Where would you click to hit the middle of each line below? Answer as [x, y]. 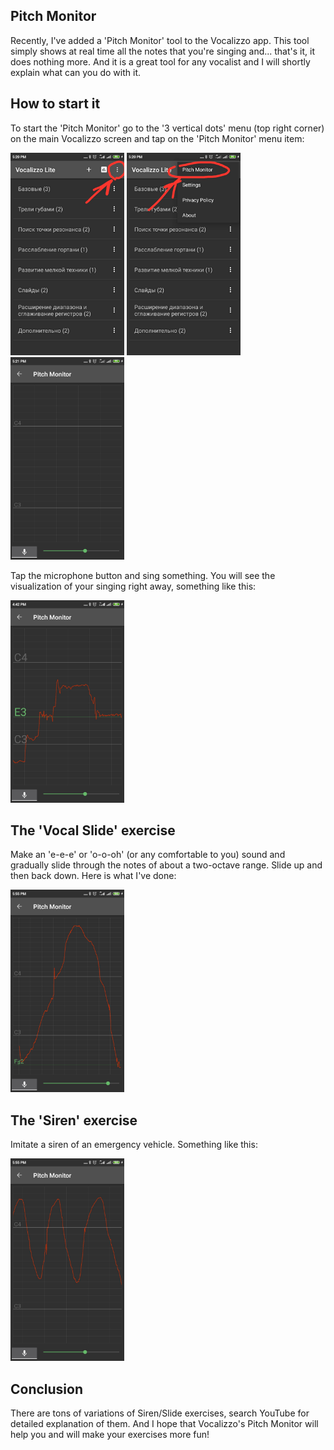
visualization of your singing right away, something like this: [133, 586]
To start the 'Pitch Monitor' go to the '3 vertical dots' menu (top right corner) [167, 128]
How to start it [55, 104]
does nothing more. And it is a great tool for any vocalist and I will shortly [160, 61]
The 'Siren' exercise [74, 1120]
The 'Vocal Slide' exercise [93, 830]
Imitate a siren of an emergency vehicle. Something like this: [134, 1145]
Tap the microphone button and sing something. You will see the [143, 575]
